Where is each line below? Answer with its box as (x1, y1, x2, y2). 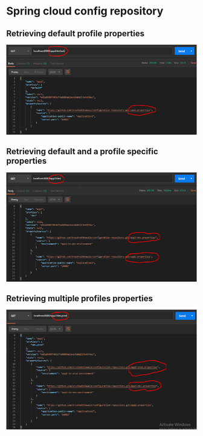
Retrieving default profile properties (6, 28, 145, 39)
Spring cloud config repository (6, 4, 164, 18)
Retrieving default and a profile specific (6, 146, 158, 157)
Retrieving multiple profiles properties (6, 293, 153, 304)
